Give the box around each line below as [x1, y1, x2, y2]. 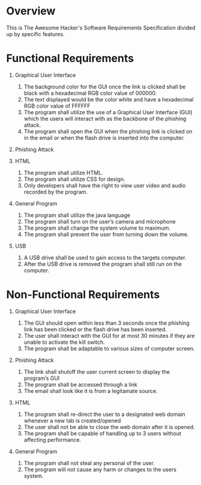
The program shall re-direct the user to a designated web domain [23, 410, 186, 418]
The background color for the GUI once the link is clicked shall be [23, 83, 186, 90]
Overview [6, 4, 56, 18]
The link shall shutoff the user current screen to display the [23, 368, 170, 375]
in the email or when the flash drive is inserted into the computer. [23, 134, 185, 141]
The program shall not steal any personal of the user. [23, 459, 155, 466]
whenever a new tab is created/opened [23, 416, 121, 424]
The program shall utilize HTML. [23, 169, 103, 176]
